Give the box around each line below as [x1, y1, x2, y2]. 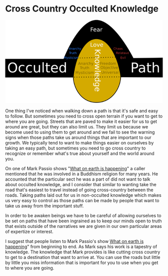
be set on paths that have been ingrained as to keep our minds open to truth [5, 218, 162, 224]
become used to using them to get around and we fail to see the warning [5, 129, 155, 135]
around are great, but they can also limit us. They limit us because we [5, 124, 148, 130]
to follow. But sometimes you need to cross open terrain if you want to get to [5, 113, 163, 119]
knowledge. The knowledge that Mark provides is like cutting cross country [5, 249, 160, 255]
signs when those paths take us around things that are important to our [5, 134, 151, 141]
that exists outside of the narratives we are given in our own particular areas [5, 223, 162, 229]
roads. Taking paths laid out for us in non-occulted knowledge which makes [5, 192, 161, 198]
